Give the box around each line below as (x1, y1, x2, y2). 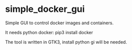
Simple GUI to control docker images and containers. (5, 20, 114, 26)
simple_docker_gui (5, 3, 85, 15)
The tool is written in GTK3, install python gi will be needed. (5, 39, 127, 45)
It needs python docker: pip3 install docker (5, 29, 93, 35)
